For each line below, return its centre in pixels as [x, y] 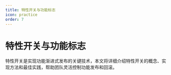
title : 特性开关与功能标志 [31, 10]
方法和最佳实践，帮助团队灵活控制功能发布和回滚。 [63, 67]
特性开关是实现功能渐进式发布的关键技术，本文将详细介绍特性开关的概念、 [83, 61]
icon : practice [21, 15]
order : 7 [15, 19]
